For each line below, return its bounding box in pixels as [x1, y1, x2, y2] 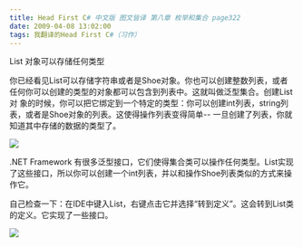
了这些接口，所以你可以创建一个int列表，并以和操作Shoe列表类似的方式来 [9, 168, 285, 179]
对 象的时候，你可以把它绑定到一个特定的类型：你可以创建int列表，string [9, 98, 281, 109]
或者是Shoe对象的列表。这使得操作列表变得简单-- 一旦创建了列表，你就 [24, 109, 293, 120]
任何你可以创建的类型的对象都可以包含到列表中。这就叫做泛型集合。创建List [9, 87, 293, 98]
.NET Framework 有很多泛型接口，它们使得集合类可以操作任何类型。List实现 [9, 157, 295, 167]
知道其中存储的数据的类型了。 [9, 120, 121, 131]
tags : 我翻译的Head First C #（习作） [9, 30, 142, 39]
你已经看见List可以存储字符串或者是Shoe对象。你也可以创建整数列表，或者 [9, 75, 288, 86]
